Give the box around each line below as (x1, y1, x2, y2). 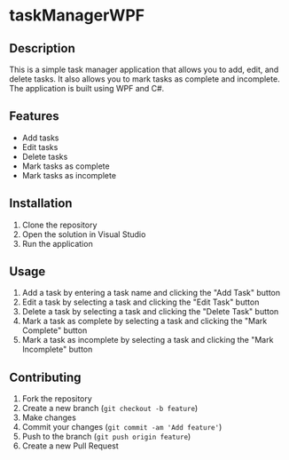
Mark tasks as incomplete (21, 170, 117, 180)
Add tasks (21, 132, 59, 143)
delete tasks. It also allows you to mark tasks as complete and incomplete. (9, 74, 281, 84)
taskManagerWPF (9, 5, 145, 26)
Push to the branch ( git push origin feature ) (21, 432, 191, 442)
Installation (9, 196, 73, 211)
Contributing (9, 369, 82, 385)
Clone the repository (21, 219, 98, 230)
